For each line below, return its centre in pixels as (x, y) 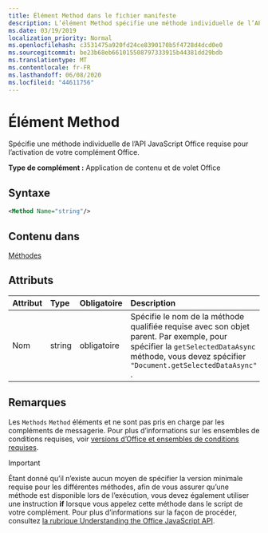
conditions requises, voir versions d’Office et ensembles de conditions (124, 439)
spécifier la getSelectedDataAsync (193, 346)
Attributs (31, 280)
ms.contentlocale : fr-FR (49, 68)
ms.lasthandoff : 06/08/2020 (55, 75)
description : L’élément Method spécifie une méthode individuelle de (126, 23)
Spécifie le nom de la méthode (187, 316)
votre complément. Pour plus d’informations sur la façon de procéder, (123, 512)
